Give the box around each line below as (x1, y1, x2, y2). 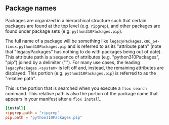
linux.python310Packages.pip (5, 44, 67, 49)
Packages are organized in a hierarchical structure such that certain (5, 17, 147, 23)
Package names (5, 4, 57, 13)
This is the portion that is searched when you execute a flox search (5, 85, 147, 91)
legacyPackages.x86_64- (109, 39, 160, 44)
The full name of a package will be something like (5, 38, 109, 44)
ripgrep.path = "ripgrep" (5, 110, 60, 115)
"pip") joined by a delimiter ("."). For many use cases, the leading (5, 59, 140, 65)
